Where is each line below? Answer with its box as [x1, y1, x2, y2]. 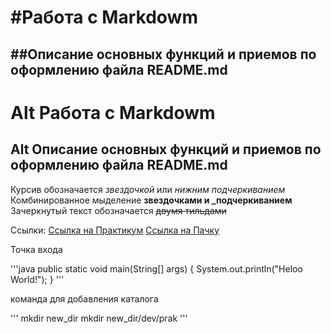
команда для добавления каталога [10, 292, 159, 305]
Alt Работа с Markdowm [10, 101, 216, 124]
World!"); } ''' [10, 273, 65, 285]
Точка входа [10, 243, 63, 255]
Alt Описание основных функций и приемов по [10, 141, 322, 158]
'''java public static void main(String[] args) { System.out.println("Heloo [10, 262, 303, 275]
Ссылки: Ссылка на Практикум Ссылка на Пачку [10, 224, 220, 236]
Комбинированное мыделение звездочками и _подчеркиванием [10, 194, 293, 206]
